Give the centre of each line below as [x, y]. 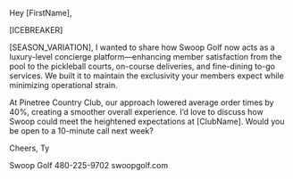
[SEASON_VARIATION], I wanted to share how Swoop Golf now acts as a [142, 47]
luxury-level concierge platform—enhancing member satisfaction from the [146, 57]
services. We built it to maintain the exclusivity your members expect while [146, 76]
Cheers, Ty [29, 148]
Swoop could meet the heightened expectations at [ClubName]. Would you [147, 121]
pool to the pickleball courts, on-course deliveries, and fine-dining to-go [142, 66]
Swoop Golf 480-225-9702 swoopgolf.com [88, 165]
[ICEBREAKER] [36, 30]
